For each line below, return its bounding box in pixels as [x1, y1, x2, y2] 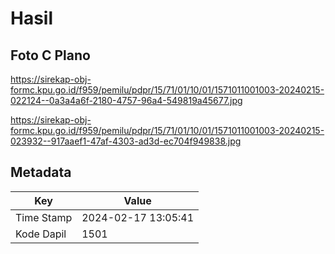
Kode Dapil [15, 227, 67, 241]
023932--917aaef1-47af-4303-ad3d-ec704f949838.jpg [10, 135, 242, 147]
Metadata [10, 164, 72, 181]
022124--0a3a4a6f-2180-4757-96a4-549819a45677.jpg [10, 95, 243, 106]
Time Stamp [15, 210, 73, 224]
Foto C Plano [10, 47, 91, 64]
